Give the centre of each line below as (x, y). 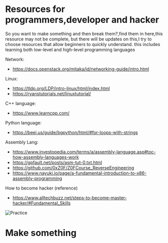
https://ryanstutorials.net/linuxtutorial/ (52, 93)
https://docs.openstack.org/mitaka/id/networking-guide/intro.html (81, 69)
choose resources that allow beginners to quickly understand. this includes (83, 44)
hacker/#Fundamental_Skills (42, 203)
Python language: (23, 122)
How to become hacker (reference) (41, 188)
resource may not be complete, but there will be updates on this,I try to (78, 39)
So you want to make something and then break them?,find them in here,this (84, 33)
